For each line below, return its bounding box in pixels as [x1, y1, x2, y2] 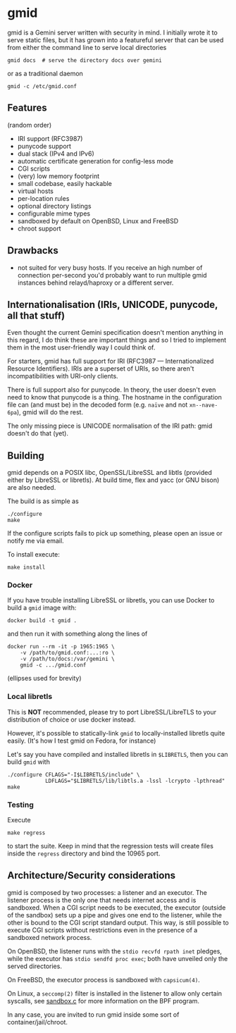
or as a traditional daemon [7, 69, 83, 78]
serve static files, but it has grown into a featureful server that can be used [7, 35, 224, 44]
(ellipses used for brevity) [7, 674, 82, 683]
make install [7, 564, 46, 571]
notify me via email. [7, 537, 65, 545]
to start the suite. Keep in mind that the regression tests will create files [7, 842, 213, 850]
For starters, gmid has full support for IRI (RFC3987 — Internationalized [7, 357, 214, 366]
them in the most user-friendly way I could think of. [7, 343, 156, 352]
